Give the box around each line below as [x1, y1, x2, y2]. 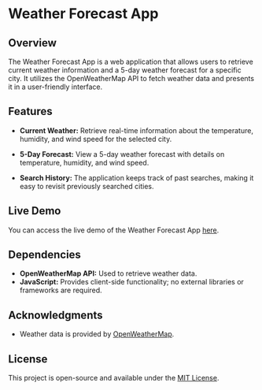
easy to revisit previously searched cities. [19, 181, 154, 191]
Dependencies [8, 248, 81, 262]
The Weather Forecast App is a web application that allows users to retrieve [8, 57, 253, 66]
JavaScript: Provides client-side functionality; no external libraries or [19, 277, 244, 287]
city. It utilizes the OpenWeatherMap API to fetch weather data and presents [8, 74, 254, 83]
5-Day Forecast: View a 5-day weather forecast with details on [19, 149, 225, 158]
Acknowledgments [8, 308, 104, 321]
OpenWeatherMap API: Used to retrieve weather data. [19, 269, 197, 278]
